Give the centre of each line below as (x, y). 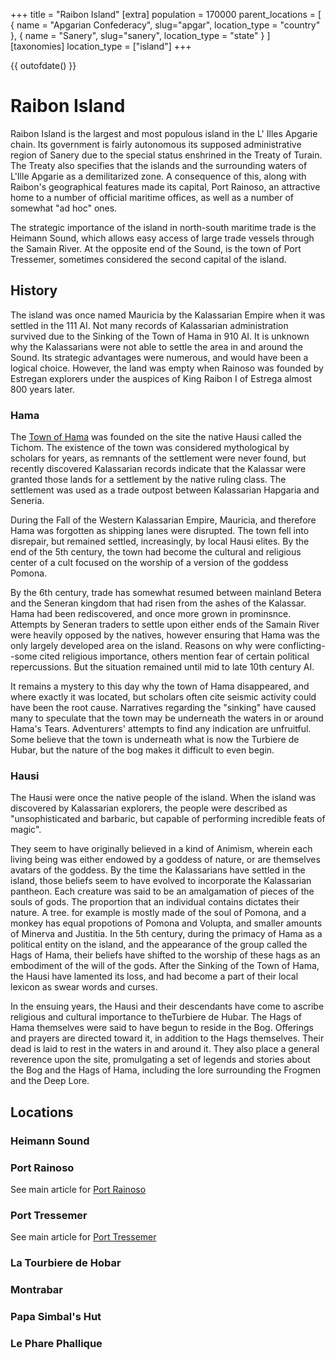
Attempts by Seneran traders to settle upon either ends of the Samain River (165, 625)
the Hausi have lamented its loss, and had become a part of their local (154, 976)
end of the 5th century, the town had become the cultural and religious (156, 552)
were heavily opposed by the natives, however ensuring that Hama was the (165, 635)
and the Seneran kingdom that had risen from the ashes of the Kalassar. (158, 603)
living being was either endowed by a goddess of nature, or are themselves (165, 860)
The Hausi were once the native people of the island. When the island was (163, 798)
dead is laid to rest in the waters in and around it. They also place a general (165, 1049)
